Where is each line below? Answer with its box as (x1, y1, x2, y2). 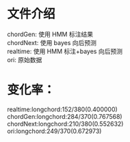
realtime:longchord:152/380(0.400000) (7, 105, 118, 113)
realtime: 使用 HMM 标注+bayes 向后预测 (7, 47, 123, 55)
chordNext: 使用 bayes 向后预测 (7, 38, 97, 46)
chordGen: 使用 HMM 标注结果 (7, 30, 94, 38)
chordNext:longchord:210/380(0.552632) (7, 119, 124, 128)
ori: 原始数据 (7, 55, 42, 63)
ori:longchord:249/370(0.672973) (7, 127, 102, 135)
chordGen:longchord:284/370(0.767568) (7, 112, 122, 120)
